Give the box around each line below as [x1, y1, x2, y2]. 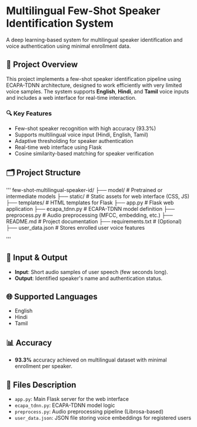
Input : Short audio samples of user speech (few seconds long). [14, 268, 169, 275]
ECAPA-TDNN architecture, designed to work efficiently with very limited [6, 82, 182, 89]
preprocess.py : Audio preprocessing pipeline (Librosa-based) [14, 408, 163, 415]
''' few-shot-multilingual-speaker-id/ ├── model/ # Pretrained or [6, 186, 163, 193]
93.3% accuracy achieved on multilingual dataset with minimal [14, 356, 167, 364]
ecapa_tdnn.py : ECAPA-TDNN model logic [14, 402, 116, 409]
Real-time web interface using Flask [14, 144, 102, 151]
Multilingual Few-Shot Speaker [6, 4, 161, 18]
